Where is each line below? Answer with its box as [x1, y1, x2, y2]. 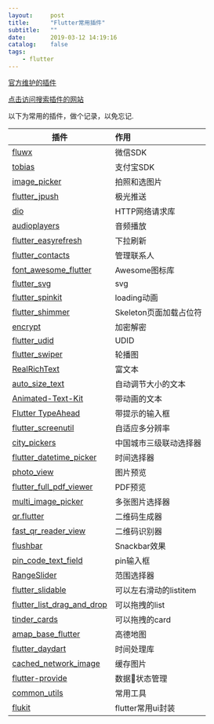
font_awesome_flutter [12, 264, 92, 275]
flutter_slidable [12, 584, 67, 595]
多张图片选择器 [114, 496, 170, 507]
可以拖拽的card [114, 614, 171, 625]
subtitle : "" [8, 26, 58, 34]
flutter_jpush [12, 190, 59, 201]
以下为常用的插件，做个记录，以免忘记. [8, 111, 135, 120]
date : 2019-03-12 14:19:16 [8, 33, 118, 42]
